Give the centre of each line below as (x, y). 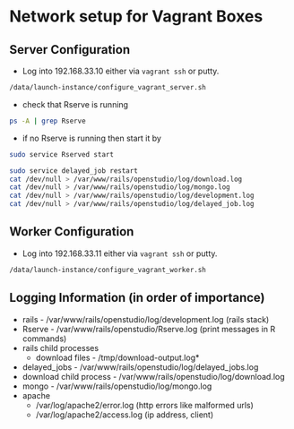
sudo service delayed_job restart (74, 171)
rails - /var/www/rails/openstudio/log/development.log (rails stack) (146, 319)
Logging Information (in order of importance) (137, 298)
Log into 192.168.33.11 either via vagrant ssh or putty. (120, 253)
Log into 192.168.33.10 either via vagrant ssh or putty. (121, 71)
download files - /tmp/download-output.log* (117, 357)
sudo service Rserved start (62, 154)
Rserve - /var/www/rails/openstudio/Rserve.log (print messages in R (149, 329)
